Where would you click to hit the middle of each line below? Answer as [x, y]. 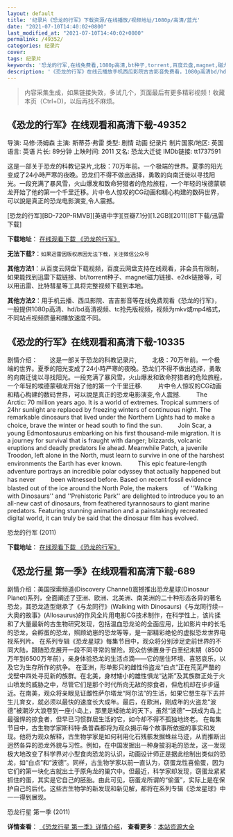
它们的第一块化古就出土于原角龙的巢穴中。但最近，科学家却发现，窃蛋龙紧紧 [116, 771]
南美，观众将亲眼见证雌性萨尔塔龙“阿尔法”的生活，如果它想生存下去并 [125, 693]
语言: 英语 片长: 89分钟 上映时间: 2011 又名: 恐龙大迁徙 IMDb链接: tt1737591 [114, 152]
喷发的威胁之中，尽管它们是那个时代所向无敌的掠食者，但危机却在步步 [113, 684]
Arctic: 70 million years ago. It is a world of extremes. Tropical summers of [113, 402]
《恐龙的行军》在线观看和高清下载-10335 [96, 342]
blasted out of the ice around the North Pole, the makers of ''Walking [112, 488]
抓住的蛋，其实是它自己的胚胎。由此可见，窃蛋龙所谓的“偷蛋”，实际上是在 [113, 779]
